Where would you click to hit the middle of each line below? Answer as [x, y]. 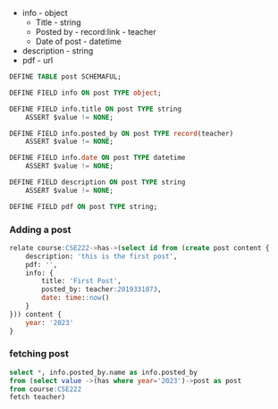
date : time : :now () [76, 298]
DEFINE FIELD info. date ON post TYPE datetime [97, 158]
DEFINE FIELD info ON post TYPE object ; [86, 93]
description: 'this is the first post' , [101, 256]
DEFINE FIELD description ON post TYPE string [97, 182]
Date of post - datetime [79, 41]
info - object [45, 13]
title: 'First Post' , [82, 281]
